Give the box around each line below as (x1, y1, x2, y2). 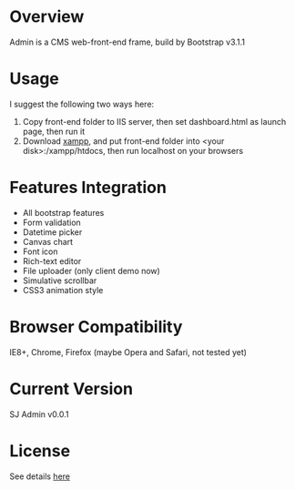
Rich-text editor (22, 255, 82, 266)
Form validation (22, 217, 82, 228)
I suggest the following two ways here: (9, 98, 155, 109)
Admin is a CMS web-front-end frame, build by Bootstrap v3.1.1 (9, 36, 246, 47)
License (9, 440, 71, 461)
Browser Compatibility (9, 317, 183, 337)
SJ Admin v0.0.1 (9, 408, 70, 420)
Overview (9, 6, 85, 27)
